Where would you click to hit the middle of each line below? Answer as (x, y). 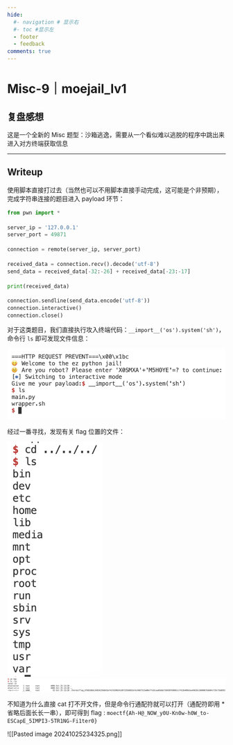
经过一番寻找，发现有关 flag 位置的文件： (66, 432)
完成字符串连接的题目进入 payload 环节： (66, 198)
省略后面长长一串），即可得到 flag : (56, 712)
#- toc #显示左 (34, 29)
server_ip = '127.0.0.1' (43, 227)
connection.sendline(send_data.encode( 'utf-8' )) (79, 301)
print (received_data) (38, 286)
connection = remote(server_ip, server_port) (74, 250)
